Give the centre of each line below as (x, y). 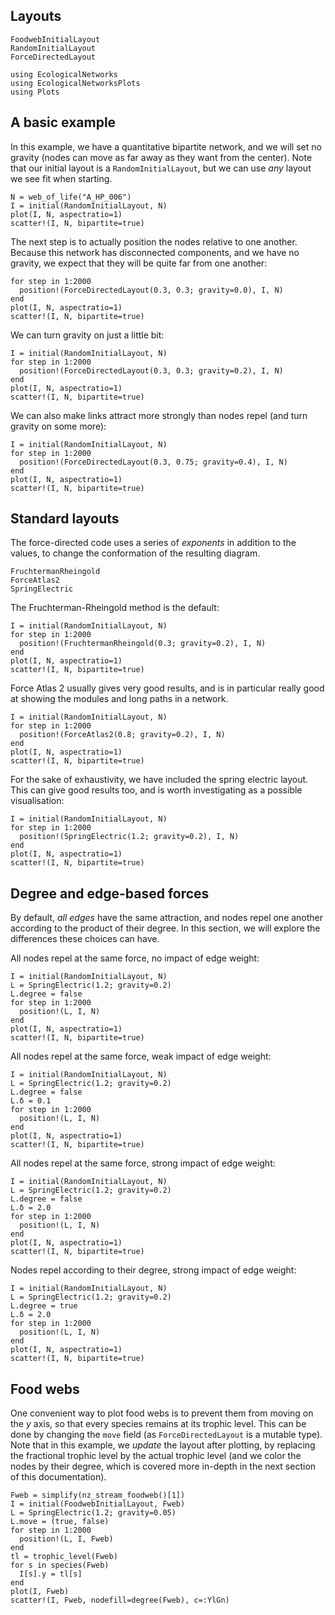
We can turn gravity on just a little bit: (87, 335)
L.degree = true (44, 1306)
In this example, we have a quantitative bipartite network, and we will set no (166, 146)
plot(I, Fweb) (40, 1592)
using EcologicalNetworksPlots (75, 83)
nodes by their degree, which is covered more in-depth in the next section (163, 1466)
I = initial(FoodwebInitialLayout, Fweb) (98, 1504)
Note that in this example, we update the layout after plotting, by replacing (163, 1445)
